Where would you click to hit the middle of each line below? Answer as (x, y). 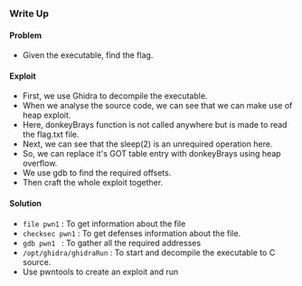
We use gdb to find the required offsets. (97, 173)
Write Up (29, 14)
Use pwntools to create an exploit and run (100, 272)
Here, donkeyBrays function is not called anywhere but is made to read (155, 125)
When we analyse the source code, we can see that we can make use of (157, 106)
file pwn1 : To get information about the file (104, 224)
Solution (26, 203)
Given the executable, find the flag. (88, 55)
